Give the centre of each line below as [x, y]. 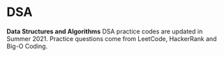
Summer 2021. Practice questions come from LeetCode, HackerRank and [112, 38]
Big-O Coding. [27, 46]
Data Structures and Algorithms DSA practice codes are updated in [105, 31]
